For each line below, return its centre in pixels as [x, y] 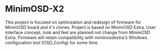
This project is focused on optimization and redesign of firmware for [73, 22]
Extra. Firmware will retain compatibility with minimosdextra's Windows [76, 37]
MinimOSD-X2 [35, 9]
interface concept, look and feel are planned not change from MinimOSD [78, 32]
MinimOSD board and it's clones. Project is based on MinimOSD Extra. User [80, 27]
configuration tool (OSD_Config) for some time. [52, 42]
